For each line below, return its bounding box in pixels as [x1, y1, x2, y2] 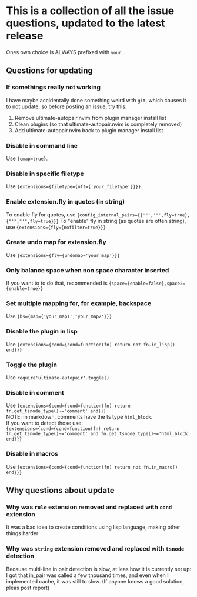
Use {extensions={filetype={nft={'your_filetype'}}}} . [6, 183, 143, 190]
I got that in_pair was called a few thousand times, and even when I [6, 572, 169, 579]
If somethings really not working [6, 84, 101, 92]
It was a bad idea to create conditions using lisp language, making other [6, 523, 181, 531]
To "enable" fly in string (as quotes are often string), [60, 217, 186, 224]
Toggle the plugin [6, 361, 58, 369]
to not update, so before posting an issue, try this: [6, 103, 127, 110]
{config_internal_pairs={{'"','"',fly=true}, [76, 212, 191, 218]
